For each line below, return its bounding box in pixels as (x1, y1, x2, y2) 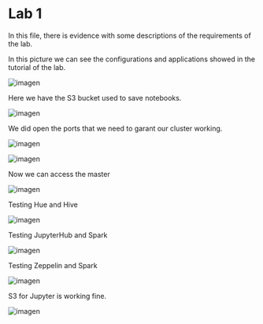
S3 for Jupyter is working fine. (8, 291, 107, 300)
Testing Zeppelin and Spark (8, 260, 98, 270)
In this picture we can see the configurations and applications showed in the (8, 54, 256, 64)
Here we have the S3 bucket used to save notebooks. (8, 93, 182, 102)
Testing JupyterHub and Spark (8, 230, 108, 240)
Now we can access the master (8, 169, 110, 179)
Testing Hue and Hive (8, 200, 79, 209)
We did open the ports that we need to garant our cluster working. (8, 123, 223, 133)
